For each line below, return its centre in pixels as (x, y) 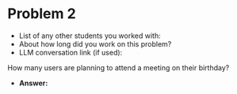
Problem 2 (42, 14)
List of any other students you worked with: (90, 36)
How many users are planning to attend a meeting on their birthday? (118, 67)
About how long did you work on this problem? (95, 43)
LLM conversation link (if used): (71, 52)
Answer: (33, 83)
